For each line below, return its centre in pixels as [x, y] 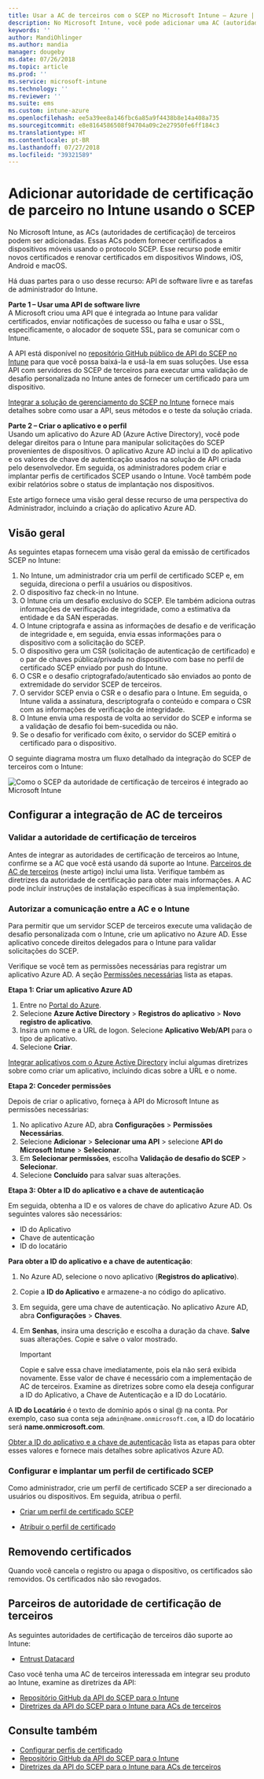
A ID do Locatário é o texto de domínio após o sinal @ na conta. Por [118, 1410]
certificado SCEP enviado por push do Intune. [93, 668]
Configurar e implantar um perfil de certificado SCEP [111, 1471]
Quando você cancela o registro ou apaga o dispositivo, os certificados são [130, 1571]
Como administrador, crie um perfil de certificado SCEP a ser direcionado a [130, 1488]
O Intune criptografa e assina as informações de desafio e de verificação [137, 626]
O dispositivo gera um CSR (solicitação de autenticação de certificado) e [137, 651]
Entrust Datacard [47, 1658]
